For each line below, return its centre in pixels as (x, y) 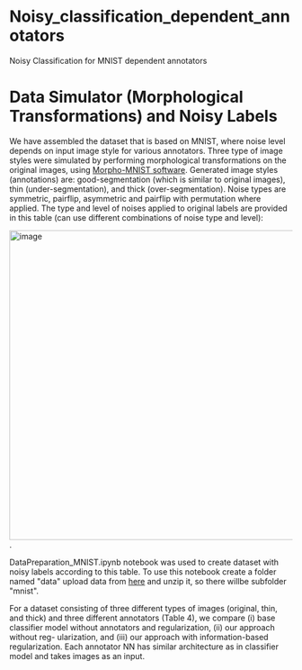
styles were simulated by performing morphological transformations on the (148, 160)
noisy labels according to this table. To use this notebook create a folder (143, 571)
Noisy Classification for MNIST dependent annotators (108, 60)
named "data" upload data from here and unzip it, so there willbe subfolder (148, 581)
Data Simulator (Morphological (126, 97)
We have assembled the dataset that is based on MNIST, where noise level (147, 140)
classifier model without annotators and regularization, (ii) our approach (142, 627)
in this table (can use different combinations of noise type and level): (136, 217)
